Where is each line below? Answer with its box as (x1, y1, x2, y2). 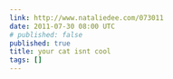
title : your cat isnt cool (9, 47, 111, 56)
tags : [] (9, 55, 43, 64)
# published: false (9, 30, 83, 39)
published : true (9, 38, 71, 48)
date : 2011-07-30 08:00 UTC (9, 22, 116, 31)
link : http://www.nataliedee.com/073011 (9, 13, 165, 23)
